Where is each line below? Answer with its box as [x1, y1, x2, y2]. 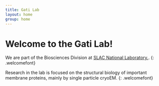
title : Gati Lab [5, 7, 39, 12]
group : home [5, 16, 30, 21]
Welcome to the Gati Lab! [5, 38, 113, 49]
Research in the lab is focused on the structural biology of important [5, 69, 147, 75]
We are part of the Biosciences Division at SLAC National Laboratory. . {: [5, 54, 154, 60]
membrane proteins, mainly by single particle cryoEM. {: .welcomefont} [5, 75, 153, 81]
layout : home [5, 12, 33, 17]
